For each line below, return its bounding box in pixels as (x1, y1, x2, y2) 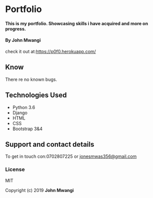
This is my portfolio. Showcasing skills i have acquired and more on (5, 20, 148, 26)
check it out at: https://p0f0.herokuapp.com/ (5, 48, 96, 54)
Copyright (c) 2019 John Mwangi (5, 187, 74, 193)
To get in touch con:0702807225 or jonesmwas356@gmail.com (5, 153, 137, 159)
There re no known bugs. (5, 76, 57, 82)
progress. (5, 26, 26, 32)
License (5, 166, 25, 173)
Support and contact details (5, 140, 94, 149)
